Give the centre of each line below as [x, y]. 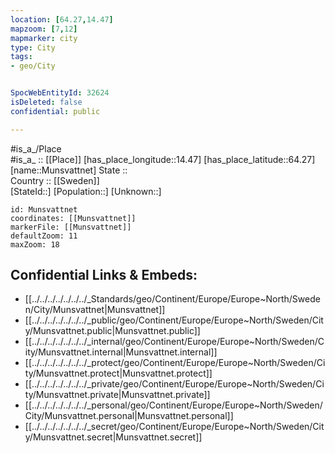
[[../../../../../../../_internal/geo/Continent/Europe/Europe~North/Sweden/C [174, 342]
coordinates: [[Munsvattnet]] [73, 218]
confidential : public [55, 111]
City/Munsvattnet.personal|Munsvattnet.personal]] [129, 416]
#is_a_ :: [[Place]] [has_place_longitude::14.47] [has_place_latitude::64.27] [163, 159]
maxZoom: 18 [35, 244]
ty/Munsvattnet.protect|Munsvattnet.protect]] [118, 373]
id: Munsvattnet [44, 209]
